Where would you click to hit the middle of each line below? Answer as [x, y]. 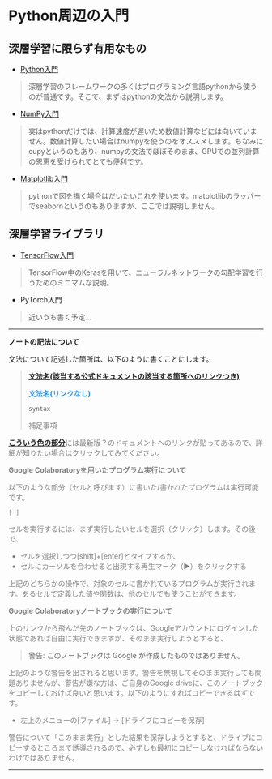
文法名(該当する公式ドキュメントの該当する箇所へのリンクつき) [134, 376]
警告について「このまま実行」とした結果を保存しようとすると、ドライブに [132, 737]
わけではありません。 [44, 757]
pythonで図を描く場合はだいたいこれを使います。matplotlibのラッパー [144, 196]
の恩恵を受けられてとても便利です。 [88, 161]
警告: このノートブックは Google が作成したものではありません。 [136, 655]
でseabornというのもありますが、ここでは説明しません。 [123, 206]
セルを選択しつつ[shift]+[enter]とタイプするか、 [100, 556]
